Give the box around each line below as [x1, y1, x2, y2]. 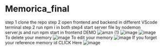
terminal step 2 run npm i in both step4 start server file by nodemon [5, 24, 141, 30]
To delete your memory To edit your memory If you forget [5, 35, 157, 40]
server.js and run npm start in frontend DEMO [5, 29, 96, 35]
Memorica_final [5, 3, 70, 14]
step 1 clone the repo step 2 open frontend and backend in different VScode [5, 19, 158, 25]
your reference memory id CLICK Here [5, 39, 82, 45]
